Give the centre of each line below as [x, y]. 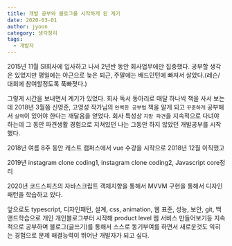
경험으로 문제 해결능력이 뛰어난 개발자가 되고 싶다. [82, 235]
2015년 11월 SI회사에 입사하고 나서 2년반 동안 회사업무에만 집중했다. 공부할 [108, 66]
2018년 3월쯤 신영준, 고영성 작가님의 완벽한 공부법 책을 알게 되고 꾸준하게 [110, 107]
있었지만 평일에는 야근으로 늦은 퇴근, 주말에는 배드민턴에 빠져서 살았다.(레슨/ [117, 75]
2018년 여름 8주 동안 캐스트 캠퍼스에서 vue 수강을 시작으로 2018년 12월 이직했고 [116, 148]
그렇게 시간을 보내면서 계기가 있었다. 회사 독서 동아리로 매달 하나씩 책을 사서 [110, 98]
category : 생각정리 [32, 33]
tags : [15, 39]
